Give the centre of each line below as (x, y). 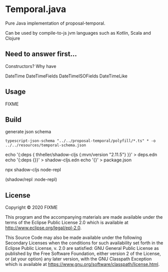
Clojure (13, 38)
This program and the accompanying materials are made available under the (84, 217)
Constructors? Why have (31, 66)
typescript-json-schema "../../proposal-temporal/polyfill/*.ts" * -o (80, 141)
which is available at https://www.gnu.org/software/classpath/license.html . (82, 264)
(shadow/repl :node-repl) (31, 179)
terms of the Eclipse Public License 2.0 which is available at (67, 223)
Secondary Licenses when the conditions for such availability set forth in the (84, 243)
